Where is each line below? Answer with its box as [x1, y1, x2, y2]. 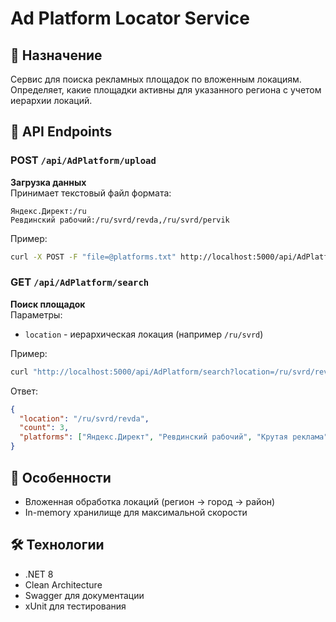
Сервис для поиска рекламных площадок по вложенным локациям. [10, 73, 302, 85]
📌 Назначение [10, 47, 103, 64]
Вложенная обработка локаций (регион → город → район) [24, 495, 276, 507]
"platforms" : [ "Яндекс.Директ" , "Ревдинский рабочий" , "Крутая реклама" [19, 432, 329, 442]
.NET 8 [24, 568, 54, 580]
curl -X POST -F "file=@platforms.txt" [10, 252, 177, 262]
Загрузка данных [10, 176, 87, 188]
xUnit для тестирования [24, 600, 127, 612]
